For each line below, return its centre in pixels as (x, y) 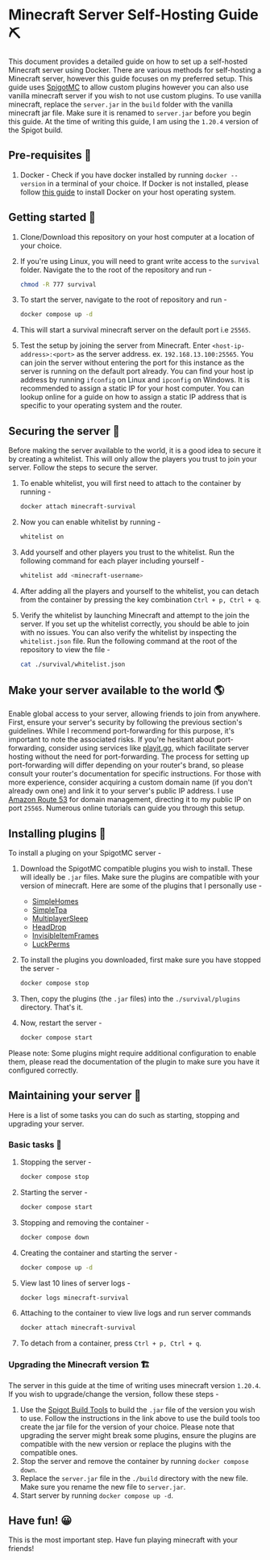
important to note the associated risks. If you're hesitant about (112, 739)
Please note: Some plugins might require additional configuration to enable (132, 1053)
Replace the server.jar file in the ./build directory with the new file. (134, 1478)
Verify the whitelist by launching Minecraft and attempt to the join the (135, 615)
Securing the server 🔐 (64, 431)
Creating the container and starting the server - (99, 1253)
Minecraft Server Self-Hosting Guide (134, 15)
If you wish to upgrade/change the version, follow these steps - (114, 1394)
